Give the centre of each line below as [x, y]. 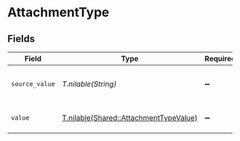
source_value [33, 84]
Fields [21, 39]
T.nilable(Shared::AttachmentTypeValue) [130, 118]
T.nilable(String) [89, 84]
